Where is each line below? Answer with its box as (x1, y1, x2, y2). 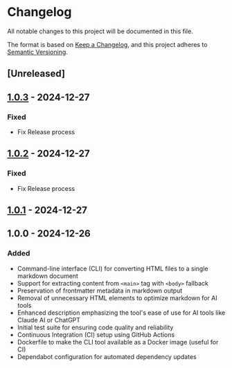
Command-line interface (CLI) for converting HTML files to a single (17, 264, 208, 273)
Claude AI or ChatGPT (17, 315, 81, 324)
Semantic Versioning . (7, 48, 68, 56)
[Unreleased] (7, 68, 66, 80)
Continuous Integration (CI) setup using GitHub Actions (17, 330, 175, 339)
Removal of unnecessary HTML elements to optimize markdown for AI (17, 293, 218, 302)
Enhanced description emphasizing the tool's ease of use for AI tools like (17, 309, 226, 317)
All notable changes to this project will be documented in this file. (7, 27, 194, 35)
